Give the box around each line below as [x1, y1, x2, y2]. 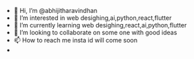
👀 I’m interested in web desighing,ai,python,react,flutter [13, 14, 172, 22]
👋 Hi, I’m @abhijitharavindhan [13, 7, 98, 14]
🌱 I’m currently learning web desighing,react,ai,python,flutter [13, 21, 187, 29]
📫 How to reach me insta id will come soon [13, 36, 138, 44]
